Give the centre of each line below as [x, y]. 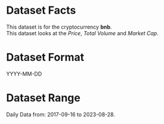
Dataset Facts [41, 10]
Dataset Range [43, 98]
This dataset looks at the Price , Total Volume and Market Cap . [83, 33]
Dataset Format [45, 58]
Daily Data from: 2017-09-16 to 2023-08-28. [61, 114]
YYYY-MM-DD [24, 74]
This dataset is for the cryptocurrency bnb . [59, 27]
